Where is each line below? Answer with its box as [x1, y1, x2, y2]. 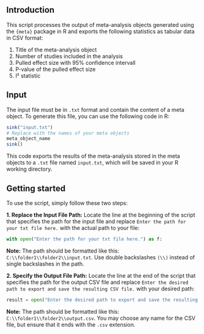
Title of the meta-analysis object [15, 46, 97, 53]
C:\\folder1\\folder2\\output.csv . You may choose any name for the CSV [6, 314, 195, 322]
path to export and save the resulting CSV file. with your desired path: [6, 284, 195, 292]
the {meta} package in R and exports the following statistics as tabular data [6, 28, 195, 35]
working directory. [6, 165, 53, 173]
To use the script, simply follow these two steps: [6, 199, 128, 207]
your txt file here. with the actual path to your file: [6, 224, 140, 231]
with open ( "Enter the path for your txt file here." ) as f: [6, 236, 163, 242]
